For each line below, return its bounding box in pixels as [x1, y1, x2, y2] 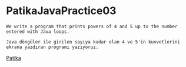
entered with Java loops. [6, 28, 69, 35]
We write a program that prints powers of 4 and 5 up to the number [6, 24, 178, 29]
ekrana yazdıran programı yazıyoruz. [6, 44, 99, 50]
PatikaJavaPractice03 [6, 4, 117, 18]
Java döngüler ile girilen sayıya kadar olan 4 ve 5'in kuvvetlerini [6, 39, 181, 45]
